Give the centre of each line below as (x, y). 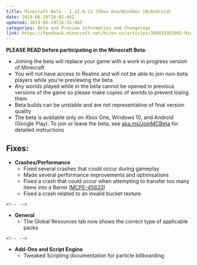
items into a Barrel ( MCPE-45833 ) (64, 187)
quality (23, 111)
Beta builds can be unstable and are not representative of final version (99, 105)
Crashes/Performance (43, 162)
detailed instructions (39, 130)
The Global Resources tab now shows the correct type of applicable (106, 221)
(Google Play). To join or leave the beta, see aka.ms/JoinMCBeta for (96, 124)
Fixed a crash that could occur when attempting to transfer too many (106, 181)
